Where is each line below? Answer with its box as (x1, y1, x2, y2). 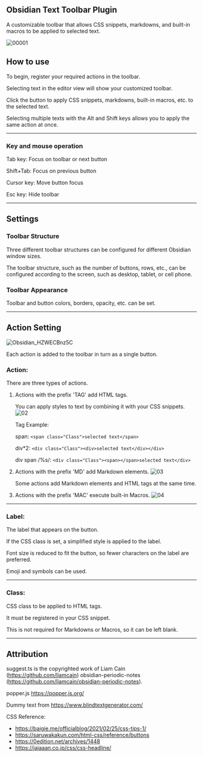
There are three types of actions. (6, 379, 88, 387)
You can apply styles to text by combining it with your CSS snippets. (14, 403, 185, 410)
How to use (6, 57, 50, 67)
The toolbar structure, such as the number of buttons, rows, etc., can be (6, 264, 186, 272)
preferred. (6, 556, 32, 563)
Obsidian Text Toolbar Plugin (6, 5, 118, 15)
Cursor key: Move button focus (6, 179, 83, 186)
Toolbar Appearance (6, 285, 68, 294)
